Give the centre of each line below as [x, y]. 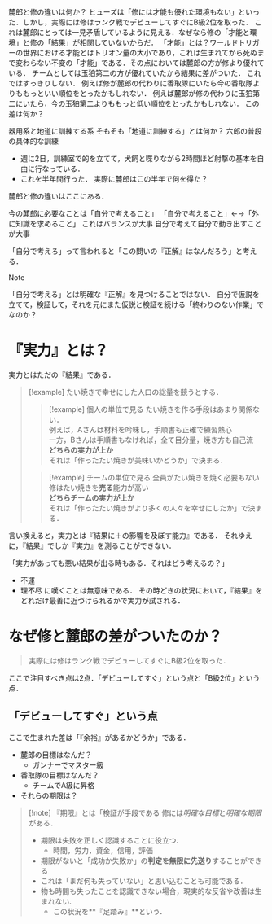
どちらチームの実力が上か [92, 497]
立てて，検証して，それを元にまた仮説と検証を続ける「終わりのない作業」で [136, 304]
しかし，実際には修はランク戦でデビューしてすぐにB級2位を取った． [138, 22]
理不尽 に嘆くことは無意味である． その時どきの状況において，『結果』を [141, 590]
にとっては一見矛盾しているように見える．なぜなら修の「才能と [143, 32]
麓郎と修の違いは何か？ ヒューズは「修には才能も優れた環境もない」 [123, 12]
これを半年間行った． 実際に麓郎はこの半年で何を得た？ [114, 179]
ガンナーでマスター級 [68, 764]
